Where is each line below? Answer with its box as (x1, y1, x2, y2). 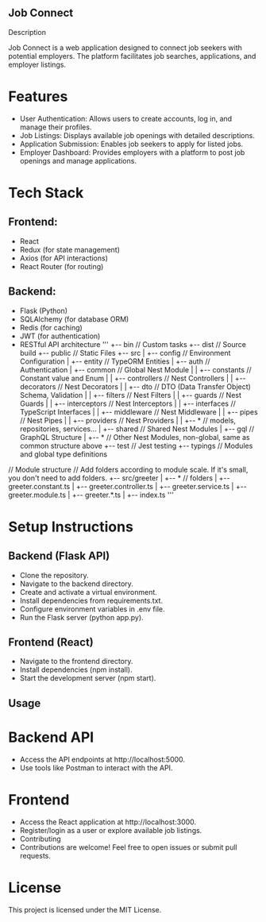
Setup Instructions (8, 518, 133, 535)
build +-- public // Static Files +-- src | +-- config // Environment (19, 348, 231, 357)
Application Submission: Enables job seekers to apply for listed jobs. (19, 139, 244, 149)
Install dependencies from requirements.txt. (19, 596, 164, 605)
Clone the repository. (19, 570, 89, 580)
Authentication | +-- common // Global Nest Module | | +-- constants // (19, 365, 252, 374)
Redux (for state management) (19, 245, 121, 254)
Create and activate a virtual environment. (19, 587, 157, 596)
